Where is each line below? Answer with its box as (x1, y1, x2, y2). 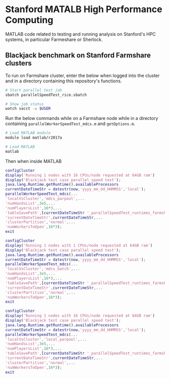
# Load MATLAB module (5, 131, 51, 136)
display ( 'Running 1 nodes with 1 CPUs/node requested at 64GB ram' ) (5, 243, 153, 248)
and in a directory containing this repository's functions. (5, 77, 122, 84)
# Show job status (5, 101, 44, 107)
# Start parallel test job (5, 88, 62, 93)
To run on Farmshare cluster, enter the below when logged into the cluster (5, 72, 160, 78)
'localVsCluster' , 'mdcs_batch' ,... (5, 267, 80, 272)
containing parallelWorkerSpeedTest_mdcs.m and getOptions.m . (5, 120, 136, 127)
